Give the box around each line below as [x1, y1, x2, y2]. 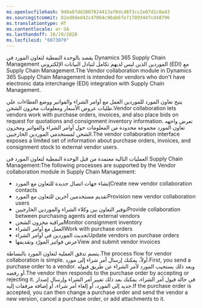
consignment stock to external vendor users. [6, 144, 119, 150]
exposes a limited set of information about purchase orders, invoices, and [6, 137, 191, 144]
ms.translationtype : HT [6, 20, 67, 26]
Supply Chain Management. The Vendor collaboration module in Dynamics [6, 67, 192, 74]
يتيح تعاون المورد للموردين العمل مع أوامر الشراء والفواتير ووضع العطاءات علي [6, 98, 183, 105]
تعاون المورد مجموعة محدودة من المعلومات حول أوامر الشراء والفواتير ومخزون [6, 124, 186, 131]
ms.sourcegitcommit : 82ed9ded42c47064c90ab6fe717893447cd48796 [6, 15, 170, 21]
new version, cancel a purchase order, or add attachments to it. [6, 295, 165, 302]
